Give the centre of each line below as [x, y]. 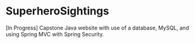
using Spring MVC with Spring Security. [55, 34]
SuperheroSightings [57, 11]
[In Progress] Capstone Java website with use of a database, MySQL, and [97, 28]
